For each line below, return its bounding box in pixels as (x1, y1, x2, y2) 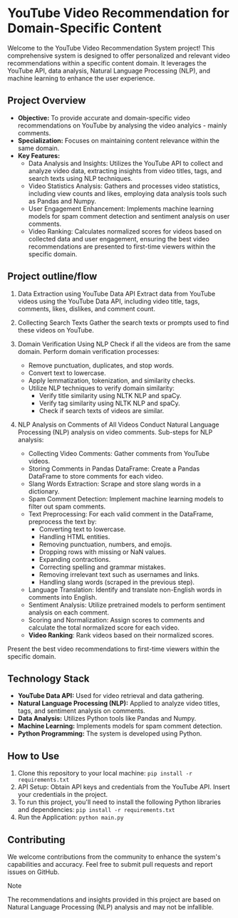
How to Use (7, 750, 60, 762)
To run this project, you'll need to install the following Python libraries (17, 798, 221, 806)
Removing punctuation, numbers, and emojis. (38, 540, 172, 548)
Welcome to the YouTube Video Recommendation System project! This (7, 43, 215, 52)
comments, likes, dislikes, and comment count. (17, 304, 155, 313)
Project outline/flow (7, 271, 98, 283)
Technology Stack (7, 672, 90, 684)
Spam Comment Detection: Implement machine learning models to (28, 494, 224, 503)
